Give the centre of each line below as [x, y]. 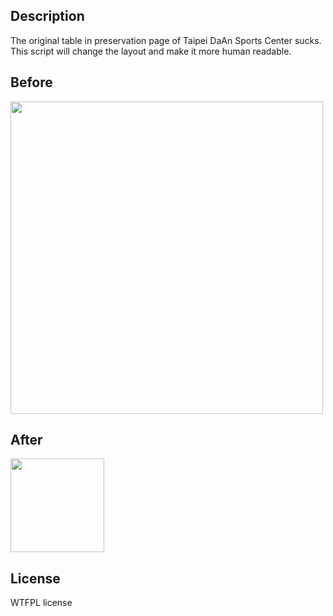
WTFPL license [41, 603]
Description [47, 16]
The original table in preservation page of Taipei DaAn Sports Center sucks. [166, 40]
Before [31, 82]
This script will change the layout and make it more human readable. [151, 51]
